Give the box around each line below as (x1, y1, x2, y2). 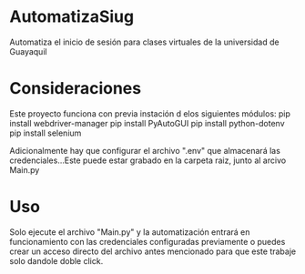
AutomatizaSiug (9, 6, 135, 27)
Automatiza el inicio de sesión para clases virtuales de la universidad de (9, 36, 280, 47)
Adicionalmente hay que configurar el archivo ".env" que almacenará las (9, 145, 280, 156)
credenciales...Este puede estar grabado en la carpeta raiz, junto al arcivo (9, 155, 287, 166)
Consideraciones (9, 78, 142, 99)
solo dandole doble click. (9, 255, 104, 266)
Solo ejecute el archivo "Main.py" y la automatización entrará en (9, 226, 250, 238)
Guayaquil (9, 46, 47, 56)
